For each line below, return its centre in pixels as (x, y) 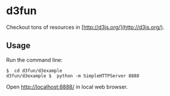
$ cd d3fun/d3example (34, 71)
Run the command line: (34, 59)
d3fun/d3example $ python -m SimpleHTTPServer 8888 (73, 76)
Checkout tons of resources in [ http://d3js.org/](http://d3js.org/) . (85, 27)
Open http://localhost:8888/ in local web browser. (67, 87)
